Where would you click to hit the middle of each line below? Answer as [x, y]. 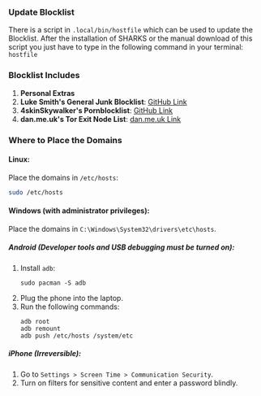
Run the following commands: [70, 307]
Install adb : [37, 268]
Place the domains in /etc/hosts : [64, 177]
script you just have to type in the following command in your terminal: [126, 47]
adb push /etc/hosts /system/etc [77, 336]
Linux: [19, 159]
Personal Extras [47, 93]
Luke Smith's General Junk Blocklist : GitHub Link [104, 102]
